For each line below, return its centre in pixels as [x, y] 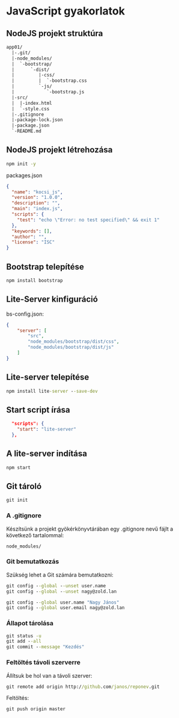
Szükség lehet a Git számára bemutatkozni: [60, 575]
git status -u [24, 636]
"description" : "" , [36, 203]
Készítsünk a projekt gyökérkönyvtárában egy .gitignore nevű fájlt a [90, 529]
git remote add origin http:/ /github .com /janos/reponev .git [83, 687]
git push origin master [36, 709]
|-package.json [31, 126]
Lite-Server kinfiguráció [52, 299]
